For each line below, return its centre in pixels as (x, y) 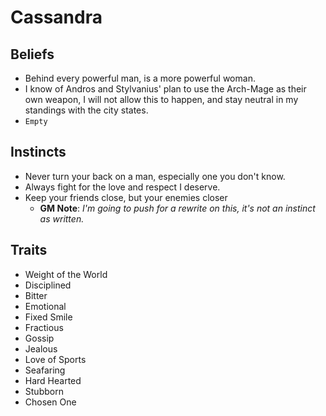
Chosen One (50, 402)
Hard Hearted (53, 380)
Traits (29, 250)
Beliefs (32, 54)
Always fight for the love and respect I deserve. (122, 187)
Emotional (45, 306)
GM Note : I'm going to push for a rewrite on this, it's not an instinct (177, 208)
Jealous (41, 348)
